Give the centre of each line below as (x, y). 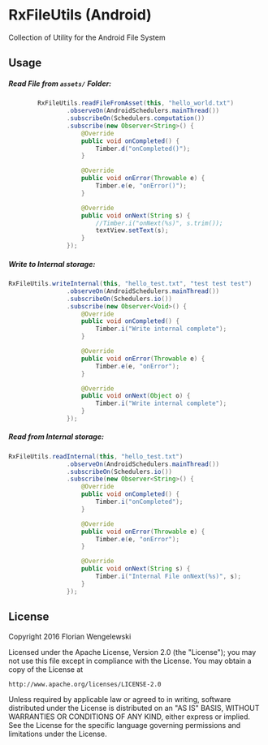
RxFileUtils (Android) (80, 15)
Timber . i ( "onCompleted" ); (139, 502)
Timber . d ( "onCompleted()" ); (143, 149)
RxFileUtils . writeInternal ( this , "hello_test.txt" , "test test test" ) (130, 284)
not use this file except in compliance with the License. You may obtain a (130, 661)
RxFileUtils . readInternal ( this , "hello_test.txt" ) (96, 456)
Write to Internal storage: (52, 264)
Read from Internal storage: (56, 437)
